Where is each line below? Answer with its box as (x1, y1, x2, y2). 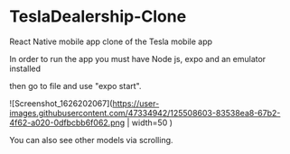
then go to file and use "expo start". (9, 80, 142, 91)
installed (9, 63, 42, 74)
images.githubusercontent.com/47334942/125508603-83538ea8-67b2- (9, 107, 281, 118)
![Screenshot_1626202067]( (9, 97, 113, 109)
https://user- (112, 97, 160, 109)
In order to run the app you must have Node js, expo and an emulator (9, 53, 267, 64)
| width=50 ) (126, 117, 173, 128)
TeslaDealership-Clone (9, 6, 187, 27)
